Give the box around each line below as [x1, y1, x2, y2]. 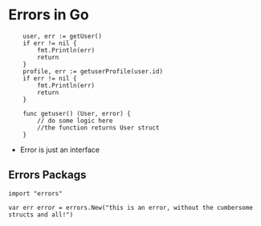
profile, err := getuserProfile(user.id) [22, 67, 163, 76]
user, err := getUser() [22, 32, 103, 40]
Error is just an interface [19, 145, 100, 154]
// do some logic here [37, 117, 113, 125]
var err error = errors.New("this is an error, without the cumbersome [8, 203, 253, 212]
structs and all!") [8, 211, 74, 219]
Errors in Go [8, 6, 90, 24]
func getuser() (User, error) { [22, 109, 131, 117]
